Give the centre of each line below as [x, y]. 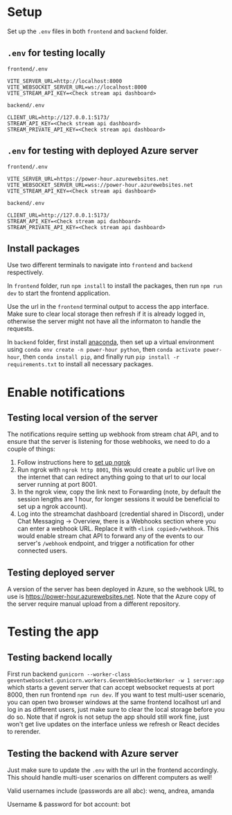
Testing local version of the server [82, 417]
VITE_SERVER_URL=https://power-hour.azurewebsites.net [88, 179]
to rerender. [24, 732]
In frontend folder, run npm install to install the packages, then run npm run [115, 286]
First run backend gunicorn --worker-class [69, 674]
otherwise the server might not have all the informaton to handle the [104, 321]
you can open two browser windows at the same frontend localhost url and [114, 702]
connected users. [42, 550]
